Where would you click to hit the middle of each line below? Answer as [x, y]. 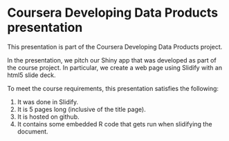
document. [33, 131]
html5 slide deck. [32, 75]
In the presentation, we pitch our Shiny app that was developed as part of [112, 60]
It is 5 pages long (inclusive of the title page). [82, 109]
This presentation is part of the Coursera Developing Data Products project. [115, 47]
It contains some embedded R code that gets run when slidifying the [114, 124]
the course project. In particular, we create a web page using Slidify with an [115, 67]
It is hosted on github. [48, 117]
